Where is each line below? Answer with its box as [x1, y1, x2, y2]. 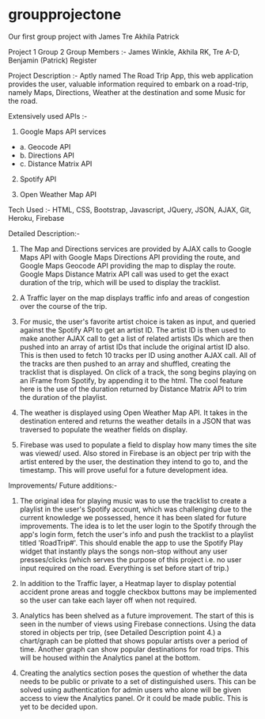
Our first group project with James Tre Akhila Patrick [8, 32, 180, 41]
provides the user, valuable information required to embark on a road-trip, [8, 79, 249, 89]
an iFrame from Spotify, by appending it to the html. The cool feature [19, 375, 244, 385]
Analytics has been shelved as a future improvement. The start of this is [19, 611, 255, 620]
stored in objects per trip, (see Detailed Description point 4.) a [19, 627, 221, 637]
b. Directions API [19, 150, 75, 160]
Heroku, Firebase [8, 213, 65, 223]
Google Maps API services [19, 127, 107, 136]
